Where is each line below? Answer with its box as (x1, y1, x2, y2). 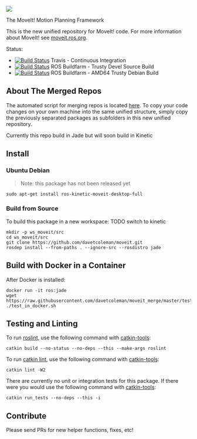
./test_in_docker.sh (6, 302, 57, 309)
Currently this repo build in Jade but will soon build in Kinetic (6, 132, 153, 139)
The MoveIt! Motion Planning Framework (6, 16, 104, 23)
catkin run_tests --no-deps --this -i (6, 395, 101, 401)
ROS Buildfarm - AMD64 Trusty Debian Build (50, 69, 159, 76)
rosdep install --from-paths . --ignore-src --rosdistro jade (6, 244, 161, 250)
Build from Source (6, 205, 59, 213)
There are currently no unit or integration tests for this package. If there (6, 377, 179, 384)
